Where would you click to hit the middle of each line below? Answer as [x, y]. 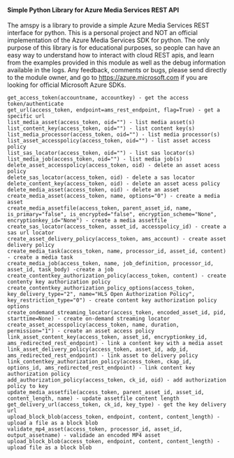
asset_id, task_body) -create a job [60, 270]
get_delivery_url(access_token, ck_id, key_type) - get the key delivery [117, 405]
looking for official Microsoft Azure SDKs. [67, 85]
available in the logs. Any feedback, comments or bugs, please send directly [117, 70]
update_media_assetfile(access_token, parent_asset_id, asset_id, [106, 393]
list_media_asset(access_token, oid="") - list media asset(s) [101, 123]
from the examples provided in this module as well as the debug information [116, 62]
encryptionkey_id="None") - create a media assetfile [87, 221]
